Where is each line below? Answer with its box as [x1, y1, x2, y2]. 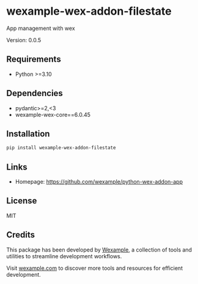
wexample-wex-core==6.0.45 [15, 111, 90, 118]
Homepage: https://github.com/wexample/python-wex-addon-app [15, 178, 183, 185]
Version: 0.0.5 [6, 36, 42, 43]
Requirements [6, 54, 61, 65]
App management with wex [6, 24, 75, 32]
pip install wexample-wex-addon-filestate [6, 145, 116, 151]
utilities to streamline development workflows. [6, 252, 122, 260]
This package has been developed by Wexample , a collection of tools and [6, 246, 193, 253]
